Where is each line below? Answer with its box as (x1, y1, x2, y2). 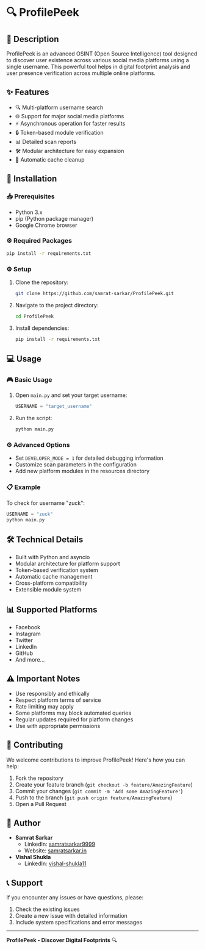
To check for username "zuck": (6, 499, 85, 507)
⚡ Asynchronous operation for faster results (15, 120, 126, 127)
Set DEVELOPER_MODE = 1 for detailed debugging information (15, 454, 164, 462)
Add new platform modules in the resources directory (15, 468, 150, 475)
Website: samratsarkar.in (24, 847, 87, 854)
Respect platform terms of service (15, 696, 101, 704)
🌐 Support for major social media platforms (15, 112, 124, 120)
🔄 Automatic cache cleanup (15, 155, 85, 163)
